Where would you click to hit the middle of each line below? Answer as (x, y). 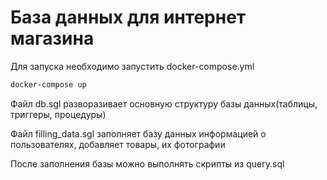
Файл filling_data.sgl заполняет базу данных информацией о (138, 133)
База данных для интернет (128, 17)
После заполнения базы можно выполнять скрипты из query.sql (147, 163)
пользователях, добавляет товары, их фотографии (118, 144)
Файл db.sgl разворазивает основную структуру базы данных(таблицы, (164, 103)
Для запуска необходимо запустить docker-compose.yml (132, 66)
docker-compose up (48, 84)
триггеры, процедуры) (58, 114)
